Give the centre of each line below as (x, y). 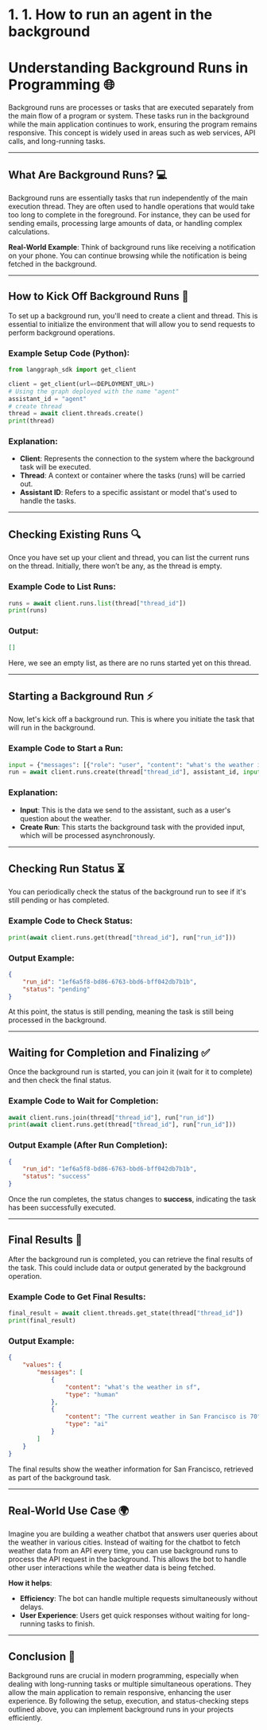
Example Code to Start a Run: (66, 748)
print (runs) (28, 610)
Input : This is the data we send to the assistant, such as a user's (125, 810)
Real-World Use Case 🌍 (69, 1511)
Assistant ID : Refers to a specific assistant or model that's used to (128, 493)
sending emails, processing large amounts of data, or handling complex (125, 223)
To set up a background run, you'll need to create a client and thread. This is (133, 315)
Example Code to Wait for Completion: (83, 1101)
